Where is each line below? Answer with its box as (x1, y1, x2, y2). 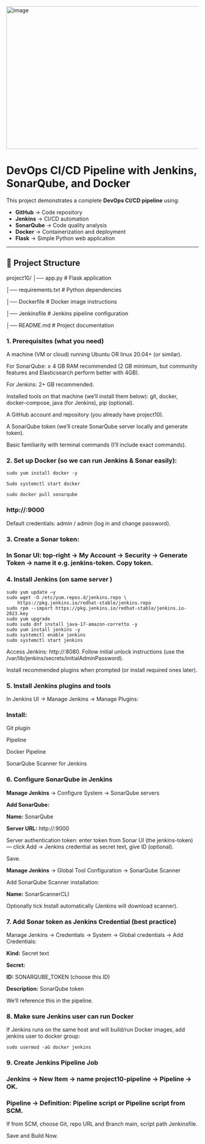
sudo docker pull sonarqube (6, 492, 78, 498)
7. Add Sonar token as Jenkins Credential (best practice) (6, 917, 177, 926)
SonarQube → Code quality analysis (15, 221, 107, 228)
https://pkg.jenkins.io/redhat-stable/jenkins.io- (55, 605, 187, 611)
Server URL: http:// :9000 (6, 825, 70, 832)
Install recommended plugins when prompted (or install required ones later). (6, 666, 198, 674)
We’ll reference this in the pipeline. (6, 997, 93, 1004)
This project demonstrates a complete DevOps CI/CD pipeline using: (6, 197, 180, 204)
